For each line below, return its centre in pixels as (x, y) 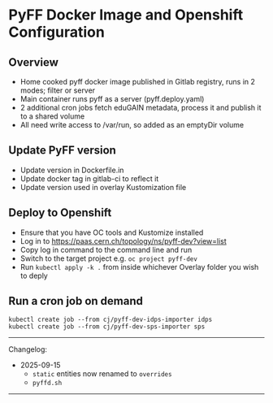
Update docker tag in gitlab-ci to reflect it (89, 178)
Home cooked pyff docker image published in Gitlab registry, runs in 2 (138, 82)
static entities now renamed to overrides (102, 374)
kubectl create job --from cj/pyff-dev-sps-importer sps (107, 327)
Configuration (57, 32)
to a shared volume (52, 116)
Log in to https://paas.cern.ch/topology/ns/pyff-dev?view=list (123, 240)
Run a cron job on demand (76, 301)
